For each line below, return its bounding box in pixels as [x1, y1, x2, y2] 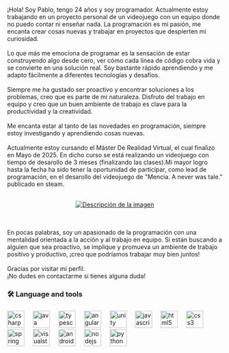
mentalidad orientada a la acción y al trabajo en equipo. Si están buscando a [7, 235, 222, 244]
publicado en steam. [7, 180, 65, 188]
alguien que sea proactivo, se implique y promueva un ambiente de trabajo [7, 242, 217, 251]
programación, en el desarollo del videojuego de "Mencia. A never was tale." [7, 172, 223, 181]
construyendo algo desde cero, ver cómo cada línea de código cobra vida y [7, 56, 221, 64]
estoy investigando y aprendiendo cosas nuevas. [7, 129, 145, 137]
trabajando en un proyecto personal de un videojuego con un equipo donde [7, 12, 220, 21]
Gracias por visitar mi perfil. [7, 264, 85, 272]
